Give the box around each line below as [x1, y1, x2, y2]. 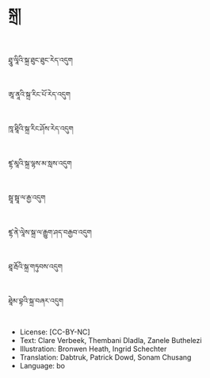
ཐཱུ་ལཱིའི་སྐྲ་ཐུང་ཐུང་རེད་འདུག [8, 55, 74, 64]
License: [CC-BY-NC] [19, 327, 90, 337]
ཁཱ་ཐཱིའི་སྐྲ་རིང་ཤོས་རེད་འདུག [8, 124, 74, 133]
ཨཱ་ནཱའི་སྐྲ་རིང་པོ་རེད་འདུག [8, 89, 71, 98]
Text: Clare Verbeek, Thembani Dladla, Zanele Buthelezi [19, 335, 202, 345]
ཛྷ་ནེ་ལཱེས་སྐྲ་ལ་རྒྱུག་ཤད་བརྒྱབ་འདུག [8, 227, 93, 237]
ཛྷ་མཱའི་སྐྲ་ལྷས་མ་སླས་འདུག [8, 158, 73, 168]
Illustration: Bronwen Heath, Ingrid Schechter [19, 344, 167, 353]
